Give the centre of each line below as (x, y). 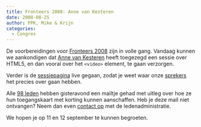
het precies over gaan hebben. (44, 82)
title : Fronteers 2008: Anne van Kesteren (60, 12)
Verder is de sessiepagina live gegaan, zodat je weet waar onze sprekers (97, 75)
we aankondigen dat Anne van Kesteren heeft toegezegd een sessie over (97, 58)
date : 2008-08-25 (28, 17)
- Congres (24, 34)
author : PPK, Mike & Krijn (40, 23)
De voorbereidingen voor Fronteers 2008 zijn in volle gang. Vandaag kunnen (101, 51)
